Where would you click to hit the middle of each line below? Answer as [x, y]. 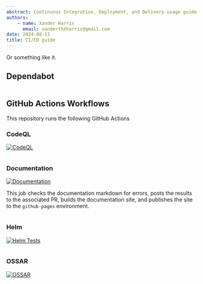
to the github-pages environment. [48, 206]
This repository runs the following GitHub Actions [68, 118]
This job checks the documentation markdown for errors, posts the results [99, 193]
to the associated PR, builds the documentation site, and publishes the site [100, 200]
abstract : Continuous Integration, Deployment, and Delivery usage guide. [103, 12]
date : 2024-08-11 [28, 35]
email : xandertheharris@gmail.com [66, 29]
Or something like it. [31, 57]
